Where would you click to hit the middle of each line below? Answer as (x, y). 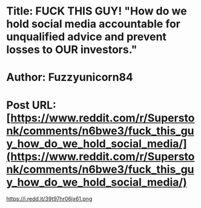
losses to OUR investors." (72, 50)
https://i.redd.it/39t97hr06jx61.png (49, 199)
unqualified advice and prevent (86, 37)
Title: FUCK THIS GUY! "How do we (97, 11)
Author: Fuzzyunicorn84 (70, 77)
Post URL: (31, 105)
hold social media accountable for (93, 24)
